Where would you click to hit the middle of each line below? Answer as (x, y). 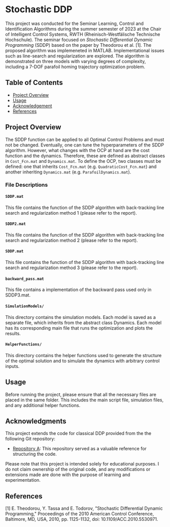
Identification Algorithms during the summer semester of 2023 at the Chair (83, 28)
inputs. (12, 366)
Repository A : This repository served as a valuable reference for (80, 449)
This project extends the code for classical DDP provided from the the (78, 433)
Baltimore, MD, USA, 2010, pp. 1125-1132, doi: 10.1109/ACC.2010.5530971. (82, 519)
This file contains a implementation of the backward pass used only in (78, 290)
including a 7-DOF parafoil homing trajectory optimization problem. (75, 67)
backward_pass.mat (25, 279)
